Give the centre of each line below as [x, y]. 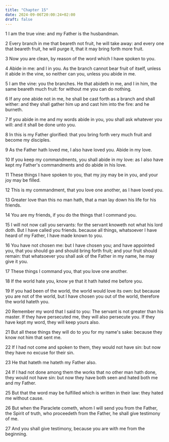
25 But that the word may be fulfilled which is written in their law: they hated [84, 393]
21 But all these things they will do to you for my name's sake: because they [84, 332]
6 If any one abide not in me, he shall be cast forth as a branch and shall [80, 99]
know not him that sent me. [34, 338]
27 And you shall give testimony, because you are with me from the [75, 429]
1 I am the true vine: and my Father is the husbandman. [62, 34]
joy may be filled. [23, 180]
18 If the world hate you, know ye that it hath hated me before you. [74, 281]
